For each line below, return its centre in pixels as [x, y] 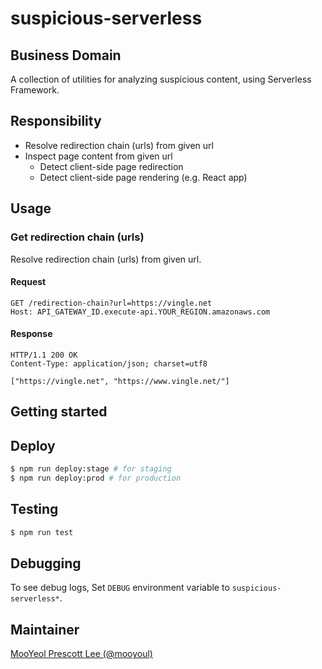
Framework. [35, 90]
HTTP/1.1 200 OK [44, 355]
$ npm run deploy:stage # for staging [91, 469]
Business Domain [66, 55]
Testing [34, 509]
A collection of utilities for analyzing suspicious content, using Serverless [161, 79]
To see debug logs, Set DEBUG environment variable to [120, 588]
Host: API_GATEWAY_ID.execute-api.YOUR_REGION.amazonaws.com [140, 312]
